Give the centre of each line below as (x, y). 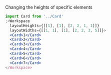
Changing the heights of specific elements (49, 7)
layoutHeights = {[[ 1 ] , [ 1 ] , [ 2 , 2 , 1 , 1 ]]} (54, 25)
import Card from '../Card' (34, 16)
